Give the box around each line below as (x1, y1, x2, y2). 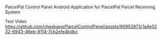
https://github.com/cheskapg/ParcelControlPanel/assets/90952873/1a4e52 (5, 24, 158, 29)
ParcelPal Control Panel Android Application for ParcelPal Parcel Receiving (5, 4, 156, 10)
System (5, 9, 21, 15)
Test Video (5, 19, 27, 24)
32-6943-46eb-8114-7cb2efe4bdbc (5, 29, 78, 34)
